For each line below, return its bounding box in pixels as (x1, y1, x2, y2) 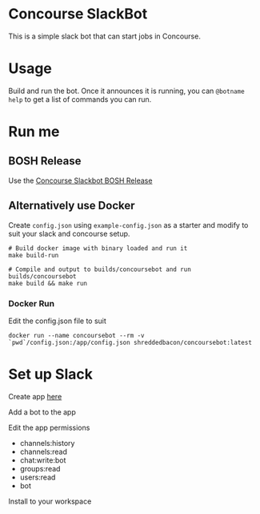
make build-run (8, 251, 59, 259)
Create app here (8, 391, 62, 401)
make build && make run (8, 279, 88, 287)
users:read (19, 472, 56, 482)
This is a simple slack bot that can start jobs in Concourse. (8, 31, 202, 41)
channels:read (19, 447, 68, 456)
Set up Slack (8, 366, 94, 383)
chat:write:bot (19, 455, 66, 465)
